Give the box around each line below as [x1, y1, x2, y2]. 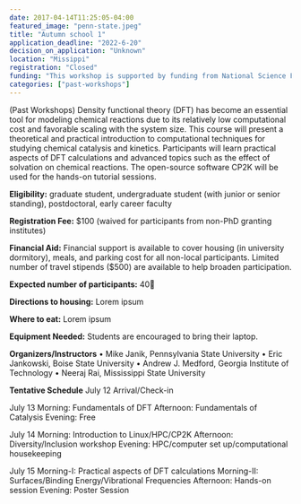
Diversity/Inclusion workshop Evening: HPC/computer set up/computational [9, 439, 288, 449]
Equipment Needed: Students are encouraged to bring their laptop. [9, 331, 258, 342]
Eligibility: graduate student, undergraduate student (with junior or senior [9, 188, 280, 199]
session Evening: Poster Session [9, 484, 130, 495]
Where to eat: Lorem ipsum [9, 313, 112, 324]
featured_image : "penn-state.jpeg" [9, 22, 142, 30]
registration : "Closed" [9, 64, 99, 73]
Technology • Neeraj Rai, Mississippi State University [9, 367, 206, 378]
